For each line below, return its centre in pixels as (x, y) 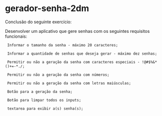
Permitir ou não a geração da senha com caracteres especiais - (73, 62)
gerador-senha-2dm (47, 8)
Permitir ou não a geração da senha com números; (58, 75)
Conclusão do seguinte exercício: (38, 22)
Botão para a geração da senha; (40, 92)
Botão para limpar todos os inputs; (44, 100)
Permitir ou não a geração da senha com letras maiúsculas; (69, 83)
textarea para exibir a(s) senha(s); (45, 109)
